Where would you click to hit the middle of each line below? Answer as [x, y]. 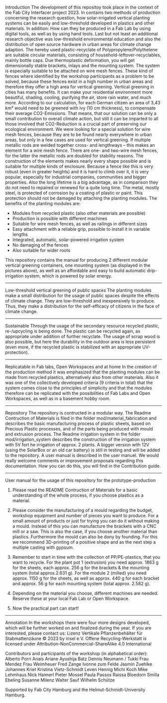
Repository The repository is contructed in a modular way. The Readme [78, 413]
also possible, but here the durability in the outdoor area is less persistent [80, 342]
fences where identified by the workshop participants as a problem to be [80, 76]
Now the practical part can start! [45, 608]
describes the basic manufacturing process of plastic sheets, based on [78, 423]
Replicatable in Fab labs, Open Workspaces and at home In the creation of [81, 367]
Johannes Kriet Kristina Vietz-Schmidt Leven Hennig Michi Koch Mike [77, 669]
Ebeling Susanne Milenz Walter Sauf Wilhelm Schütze [60, 680]
